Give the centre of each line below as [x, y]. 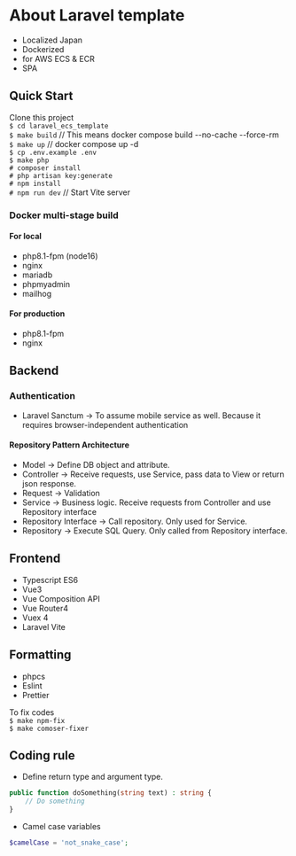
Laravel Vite [44, 626]
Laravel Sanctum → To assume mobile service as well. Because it [141, 415]
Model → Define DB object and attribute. [96, 464]
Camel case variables [61, 827]
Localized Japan [52, 40]
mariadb [37, 275]
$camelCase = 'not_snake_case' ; [69, 843]
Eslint [32, 685]
